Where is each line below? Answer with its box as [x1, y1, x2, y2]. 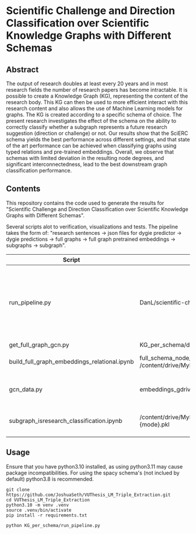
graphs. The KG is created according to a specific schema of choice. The [6, 111, 182, 118]
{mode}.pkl [139, 420, 170, 428]
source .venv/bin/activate [6, 507, 72, 513]
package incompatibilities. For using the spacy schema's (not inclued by [6, 469, 180, 476]
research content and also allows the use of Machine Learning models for [6, 105, 183, 112]
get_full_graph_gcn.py [9, 341, 69, 349]
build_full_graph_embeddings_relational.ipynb [9, 358, 134, 366]
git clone [6, 487, 30, 493]
